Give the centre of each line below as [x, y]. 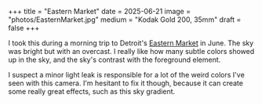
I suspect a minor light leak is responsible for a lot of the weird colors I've [126, 75]
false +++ [24, 28]
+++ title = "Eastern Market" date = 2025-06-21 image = [99, 11]
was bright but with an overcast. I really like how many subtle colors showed [131, 51]
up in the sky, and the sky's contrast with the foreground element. [115, 59]
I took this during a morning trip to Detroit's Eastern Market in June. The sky [131, 43]
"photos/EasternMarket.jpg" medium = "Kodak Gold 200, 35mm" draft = [125, 20]
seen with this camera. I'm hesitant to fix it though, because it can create [126, 83]
